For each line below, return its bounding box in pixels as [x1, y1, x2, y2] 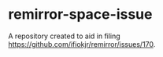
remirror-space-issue [8, 5, 153, 23]
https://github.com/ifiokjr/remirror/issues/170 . [8, 39, 156, 48]
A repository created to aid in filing [8, 31, 120, 41]
